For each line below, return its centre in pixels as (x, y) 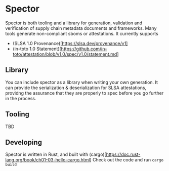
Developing (24, 142)
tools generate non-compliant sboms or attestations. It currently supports (82, 33)
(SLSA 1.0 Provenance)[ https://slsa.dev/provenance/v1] (70, 43)
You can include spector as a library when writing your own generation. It (82, 82)
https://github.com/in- (84, 49)
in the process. (21, 98)
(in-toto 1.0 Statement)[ (37, 49)
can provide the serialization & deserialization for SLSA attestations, (76, 88)
